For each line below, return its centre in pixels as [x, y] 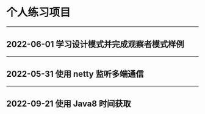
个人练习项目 [39, 12]
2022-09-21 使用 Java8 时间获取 [69, 103]
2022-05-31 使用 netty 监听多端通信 [75, 74]
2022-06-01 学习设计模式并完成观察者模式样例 [95, 44]
